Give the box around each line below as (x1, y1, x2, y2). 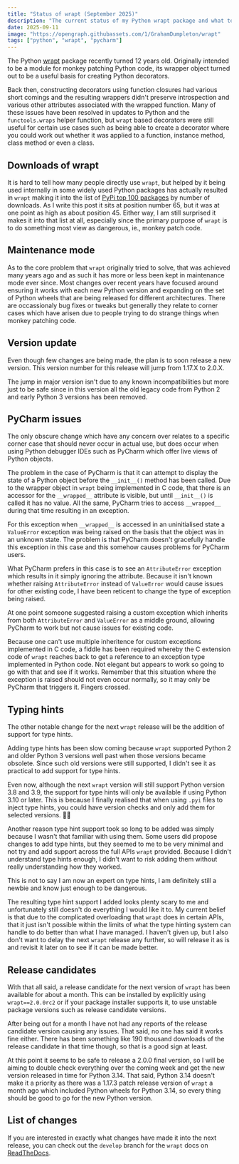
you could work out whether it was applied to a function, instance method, (7, 131, 225, 140)
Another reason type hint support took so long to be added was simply (7, 824, 215, 833)
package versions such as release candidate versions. (7, 1006, 167, 1014)
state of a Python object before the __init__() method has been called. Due (7, 476, 231, 485)
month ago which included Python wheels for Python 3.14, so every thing (7, 1086, 221, 1095)
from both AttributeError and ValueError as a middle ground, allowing (7, 616, 215, 625)
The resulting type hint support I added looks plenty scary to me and (7, 898, 208, 907)
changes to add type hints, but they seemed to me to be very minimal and (7, 839, 224, 849)
